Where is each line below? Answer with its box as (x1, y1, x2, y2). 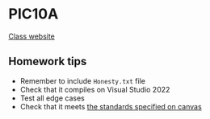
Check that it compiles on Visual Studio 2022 (19, 84, 170, 94)
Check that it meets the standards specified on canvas (19, 101, 202, 111)
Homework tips (8, 55, 87, 68)
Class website (8, 31, 55, 41)
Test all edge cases (19, 93, 85, 103)
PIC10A (8, 5, 59, 23)
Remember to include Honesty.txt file (19, 76, 145, 85)
